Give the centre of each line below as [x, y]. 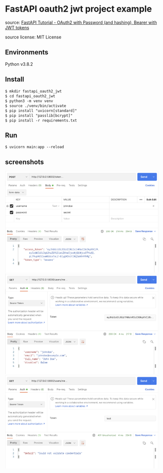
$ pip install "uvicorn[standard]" [41, 110]
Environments [27, 52]
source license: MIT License [33, 37]
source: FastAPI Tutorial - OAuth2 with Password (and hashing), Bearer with [81, 22]
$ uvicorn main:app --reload [35, 147]
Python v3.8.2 [19, 64]
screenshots [25, 162]
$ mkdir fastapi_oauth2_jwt [34, 91]
